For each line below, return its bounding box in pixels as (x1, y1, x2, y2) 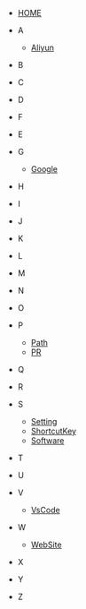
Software (30, 435, 65, 446)
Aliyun (30, 42, 55, 53)
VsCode (30, 505, 60, 515)
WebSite (30, 539, 62, 550)
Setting (30, 416, 58, 426)
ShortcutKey (30, 425, 77, 436)
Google (30, 164, 58, 174)
